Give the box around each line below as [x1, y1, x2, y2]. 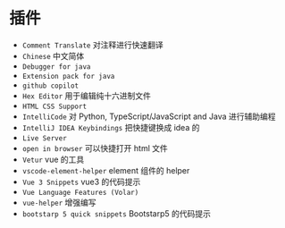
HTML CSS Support [21, 102, 88, 111]
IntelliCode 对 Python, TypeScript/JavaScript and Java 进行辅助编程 [21, 111, 276, 122]
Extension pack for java [21, 72, 115, 80]
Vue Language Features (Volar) [21, 188, 139, 197]
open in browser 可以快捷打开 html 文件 [21, 142, 168, 153]
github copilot [21, 81, 80, 90]
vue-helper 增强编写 [21, 197, 96, 207]
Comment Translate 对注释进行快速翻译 [21, 39, 163, 50]
